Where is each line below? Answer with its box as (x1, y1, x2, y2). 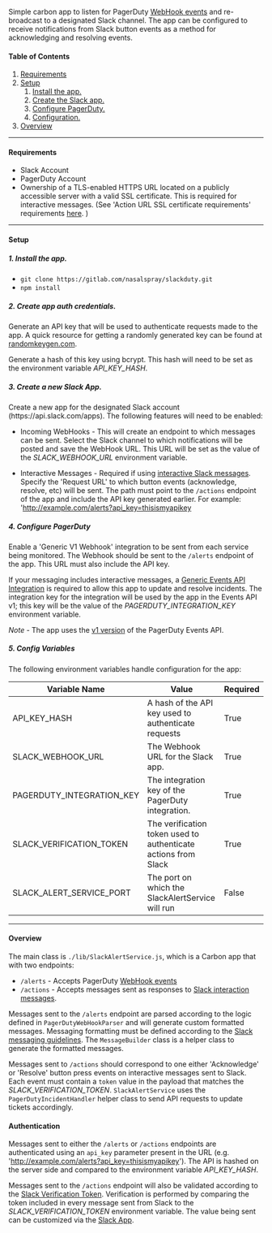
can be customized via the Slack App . (8, 1215, 134, 1225)
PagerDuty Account (19, 174, 87, 184)
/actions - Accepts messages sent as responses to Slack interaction (19, 984, 249, 994)
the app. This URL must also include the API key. (8, 559, 170, 569)
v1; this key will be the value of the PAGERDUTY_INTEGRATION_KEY (8, 600, 236, 610)
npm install (19, 283, 61, 292)
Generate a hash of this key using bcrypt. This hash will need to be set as (8, 354, 253, 364)
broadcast (8, 15, 43, 25)
